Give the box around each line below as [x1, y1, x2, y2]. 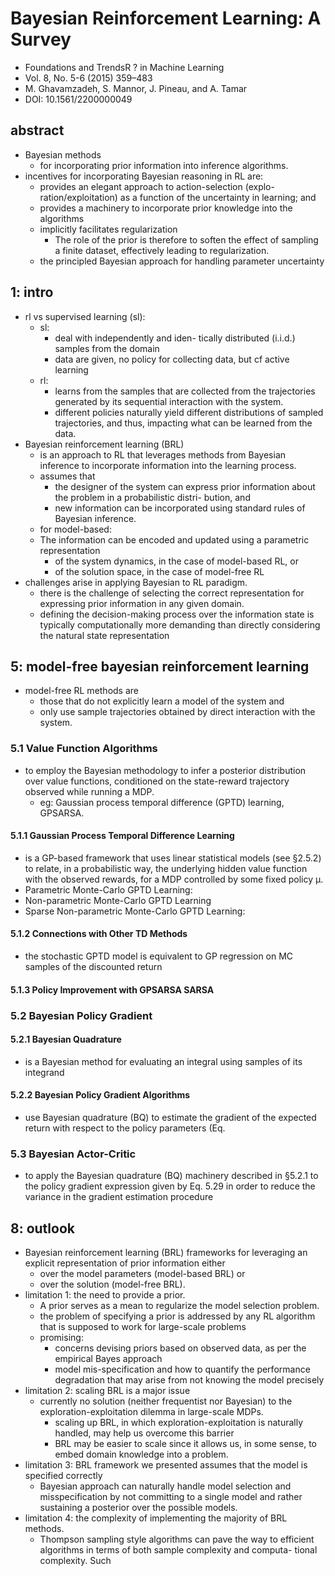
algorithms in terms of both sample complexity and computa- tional [39, 1544, 318, 1556]
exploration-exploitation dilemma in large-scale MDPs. [39, 1406, 264, 1418]
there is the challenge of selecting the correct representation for [39, 587, 305, 599]
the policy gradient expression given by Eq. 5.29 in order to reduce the [24, 1180, 316, 1192]
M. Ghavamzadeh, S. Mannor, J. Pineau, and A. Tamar [24, 82, 248, 94]
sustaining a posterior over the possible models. [39, 1502, 238, 1514]
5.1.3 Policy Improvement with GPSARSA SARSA [10, 983, 215, 996]
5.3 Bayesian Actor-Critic [10, 1147, 137, 1161]
